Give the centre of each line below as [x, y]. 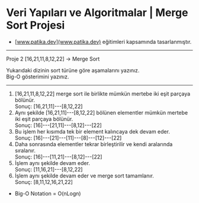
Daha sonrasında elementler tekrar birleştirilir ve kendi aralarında [94, 144]
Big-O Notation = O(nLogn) [48, 194]
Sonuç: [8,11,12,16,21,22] [44, 182]
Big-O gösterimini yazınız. [38, 77]
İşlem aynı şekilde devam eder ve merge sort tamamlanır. [84, 176]
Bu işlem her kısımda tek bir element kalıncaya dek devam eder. [92, 131]
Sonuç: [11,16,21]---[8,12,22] [49, 169]
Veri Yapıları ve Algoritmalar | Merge [97, 13]
